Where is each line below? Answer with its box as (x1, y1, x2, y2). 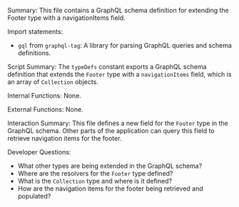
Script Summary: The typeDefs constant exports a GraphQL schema (7, 63, 207, 70)
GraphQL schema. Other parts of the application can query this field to (7, 127, 215, 134)
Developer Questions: (7, 148, 71, 156)
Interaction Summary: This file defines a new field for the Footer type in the (7, 119, 228, 127)
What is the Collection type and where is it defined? (17, 177, 173, 185)
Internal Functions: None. (7, 92, 82, 100)
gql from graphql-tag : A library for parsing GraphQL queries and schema (17, 41, 232, 49)
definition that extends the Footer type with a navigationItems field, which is (7, 70, 232, 78)
